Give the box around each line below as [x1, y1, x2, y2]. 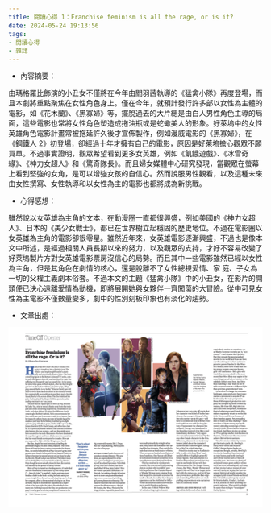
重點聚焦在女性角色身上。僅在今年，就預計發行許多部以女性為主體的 [35, 98, 263, 108]
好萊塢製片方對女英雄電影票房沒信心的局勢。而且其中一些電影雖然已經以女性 [8, 254, 263, 263]
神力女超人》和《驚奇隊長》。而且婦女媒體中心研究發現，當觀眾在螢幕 [29, 159, 260, 168]
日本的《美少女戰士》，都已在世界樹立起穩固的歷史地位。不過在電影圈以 [25, 223, 263, 233]
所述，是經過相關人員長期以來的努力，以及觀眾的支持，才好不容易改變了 [22, 243, 263, 253]
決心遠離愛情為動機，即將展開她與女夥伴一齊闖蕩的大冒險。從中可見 [29, 283, 256, 293]
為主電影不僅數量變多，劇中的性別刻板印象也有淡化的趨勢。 [15, 294, 214, 304]
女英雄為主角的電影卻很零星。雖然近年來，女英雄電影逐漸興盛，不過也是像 [8, 234, 256, 243]
